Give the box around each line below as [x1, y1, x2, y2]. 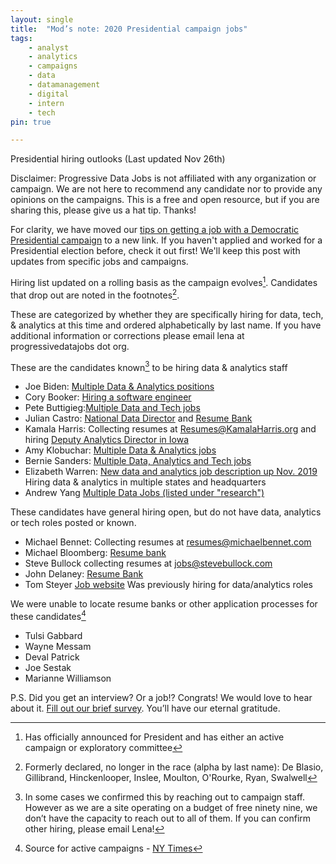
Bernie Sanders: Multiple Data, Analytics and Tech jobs [24, 455, 252, 467]
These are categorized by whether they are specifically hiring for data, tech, [10, 308, 324, 320]
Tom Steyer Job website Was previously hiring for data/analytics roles [24, 579, 313, 591]
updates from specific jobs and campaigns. [10, 256, 189, 268]
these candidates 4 [10, 609, 87, 622]
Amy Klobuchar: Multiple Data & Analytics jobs [24, 444, 217, 456]
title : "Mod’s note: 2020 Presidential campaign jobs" [10, 24, 248, 34]
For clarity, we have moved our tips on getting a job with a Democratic [10, 224, 300, 236]
